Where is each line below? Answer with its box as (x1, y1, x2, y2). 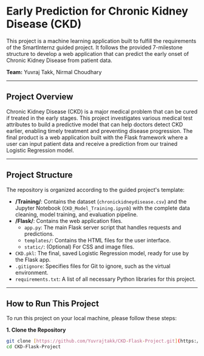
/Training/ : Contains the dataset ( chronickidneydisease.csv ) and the (15, 197, 187, 205)
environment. (15, 269, 49, 276)
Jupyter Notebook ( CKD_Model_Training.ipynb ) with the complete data (15, 204, 190, 211)
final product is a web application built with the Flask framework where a (6, 134, 188, 141)
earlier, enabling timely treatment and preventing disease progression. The (6, 127, 193, 134)
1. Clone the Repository (6, 326, 66, 334)
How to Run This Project (6, 298, 99, 309)
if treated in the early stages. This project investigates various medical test (6, 114, 193, 122)
